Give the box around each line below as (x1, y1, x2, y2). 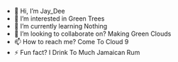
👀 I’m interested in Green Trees (13, 14, 105, 23)
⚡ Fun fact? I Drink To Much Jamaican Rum (13, 48, 140, 56)
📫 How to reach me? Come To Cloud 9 (13, 38, 129, 46)
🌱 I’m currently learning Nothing (13, 22, 108, 30)
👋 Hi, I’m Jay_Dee (13, 7, 65, 15)
